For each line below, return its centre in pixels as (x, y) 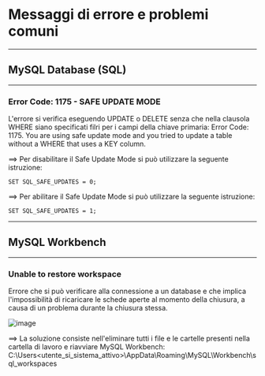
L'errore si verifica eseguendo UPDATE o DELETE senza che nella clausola (129, 119)
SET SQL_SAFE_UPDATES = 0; (52, 182)
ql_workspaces (33, 363)
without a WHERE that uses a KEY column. (77, 144)
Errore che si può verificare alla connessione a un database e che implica (127, 291)
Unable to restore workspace (65, 274)
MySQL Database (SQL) (67, 70)
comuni (34, 31)
